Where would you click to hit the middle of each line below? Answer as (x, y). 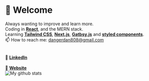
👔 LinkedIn (16, 57)
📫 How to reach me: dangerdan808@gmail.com (54, 40)
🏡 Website (16, 68)
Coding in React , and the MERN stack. (44, 29)
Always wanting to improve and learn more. (50, 24)
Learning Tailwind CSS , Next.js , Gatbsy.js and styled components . (75, 34)
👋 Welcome (29, 10)
